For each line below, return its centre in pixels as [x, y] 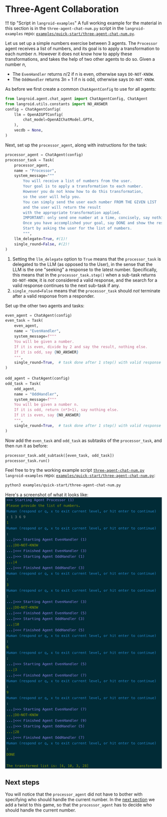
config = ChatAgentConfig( [33, 109]
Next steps [22, 782]
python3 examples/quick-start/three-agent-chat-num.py [63, 485]
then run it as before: [27, 446]
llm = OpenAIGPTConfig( [39, 115]
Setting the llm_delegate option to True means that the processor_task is [87, 259]
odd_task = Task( [23, 384]
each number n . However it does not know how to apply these [69, 54]
